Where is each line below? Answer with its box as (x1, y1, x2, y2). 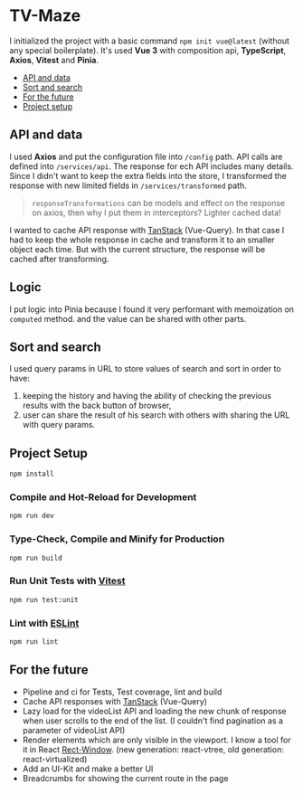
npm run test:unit (9, 595, 79, 604)
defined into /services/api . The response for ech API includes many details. (9, 160, 294, 172)
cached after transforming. (9, 253, 109, 264)
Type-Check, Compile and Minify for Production (9, 533, 225, 545)
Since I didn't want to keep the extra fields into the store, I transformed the (9, 170, 287, 181)
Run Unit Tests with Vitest (9, 575, 126, 588)
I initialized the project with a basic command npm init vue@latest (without (9, 35, 289, 46)
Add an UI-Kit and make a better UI (22, 763, 154, 774)
